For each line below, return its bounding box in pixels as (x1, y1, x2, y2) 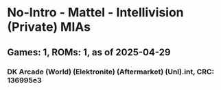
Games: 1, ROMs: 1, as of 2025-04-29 (7, 46, 171, 58)
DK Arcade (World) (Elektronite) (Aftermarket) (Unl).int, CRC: (7, 67, 215, 76)
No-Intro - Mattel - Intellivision (7, 5, 184, 20)
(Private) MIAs (7, 19, 91, 35)
